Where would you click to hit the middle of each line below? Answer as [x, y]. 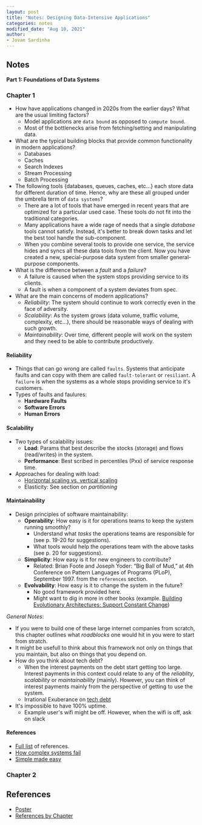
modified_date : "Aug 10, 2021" [46, 29]
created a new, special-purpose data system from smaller [96, 257]
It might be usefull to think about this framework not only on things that [104, 647]
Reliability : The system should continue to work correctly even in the [110, 302]
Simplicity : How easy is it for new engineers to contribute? [98, 559]
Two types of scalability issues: [54, 441]
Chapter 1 [21, 95]
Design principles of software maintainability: [72, 514]
